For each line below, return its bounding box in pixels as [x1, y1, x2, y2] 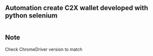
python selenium [5, 12, 58, 20]
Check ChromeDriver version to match [5, 46, 83, 52]
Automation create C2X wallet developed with [5, 4, 148, 12]
